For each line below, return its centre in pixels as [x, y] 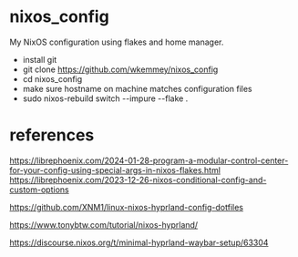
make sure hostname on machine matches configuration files [137, 88]
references [52, 135]
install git [40, 59]
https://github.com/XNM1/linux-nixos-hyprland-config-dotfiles [127, 207]
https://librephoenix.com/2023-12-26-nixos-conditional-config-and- [138, 180]
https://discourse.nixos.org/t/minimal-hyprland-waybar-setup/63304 [139, 242]
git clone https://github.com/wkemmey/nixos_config [120, 69]
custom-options [40, 190]
